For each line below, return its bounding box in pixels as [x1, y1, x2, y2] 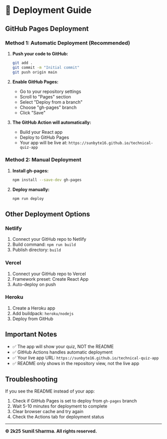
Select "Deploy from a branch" [19, 99, 83, 105]
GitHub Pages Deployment [5, 24, 89, 33]
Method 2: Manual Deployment [5, 156, 82, 163]
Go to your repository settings [19, 88, 82, 94]
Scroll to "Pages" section [19, 93, 71, 99]
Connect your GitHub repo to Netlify [12, 236, 86, 242]
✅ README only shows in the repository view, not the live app [12, 360, 140, 366]
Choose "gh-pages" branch [19, 104, 77, 110]
